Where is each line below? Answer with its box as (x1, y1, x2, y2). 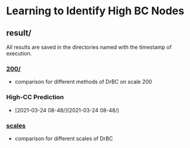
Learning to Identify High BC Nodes (6, 4, 185, 18)
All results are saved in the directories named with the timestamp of (6, 43, 172, 51)
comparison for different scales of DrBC (14, 135, 113, 142)
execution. (6, 50, 32, 57)
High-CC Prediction (6, 93, 64, 102)
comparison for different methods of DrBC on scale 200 (14, 78, 152, 86)
